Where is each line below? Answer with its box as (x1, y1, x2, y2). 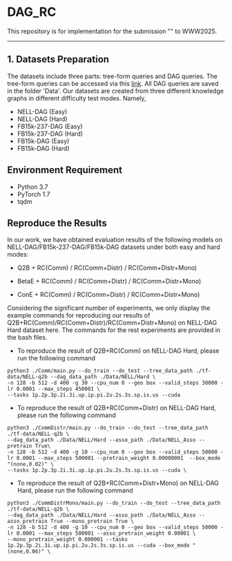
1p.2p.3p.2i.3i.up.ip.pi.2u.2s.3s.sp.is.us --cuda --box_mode (7, 542, 190, 549)
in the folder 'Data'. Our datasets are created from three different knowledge (7, 86, 224, 95)
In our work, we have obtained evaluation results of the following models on (7, 236, 223, 244)
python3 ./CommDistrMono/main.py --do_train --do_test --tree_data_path (7, 499, 221, 507)
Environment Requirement (7, 164, 123, 176)
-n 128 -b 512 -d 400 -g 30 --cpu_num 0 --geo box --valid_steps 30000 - (7, 380, 224, 387)
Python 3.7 (17, 183, 48, 191)
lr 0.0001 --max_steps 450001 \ (7, 385, 100, 393)
